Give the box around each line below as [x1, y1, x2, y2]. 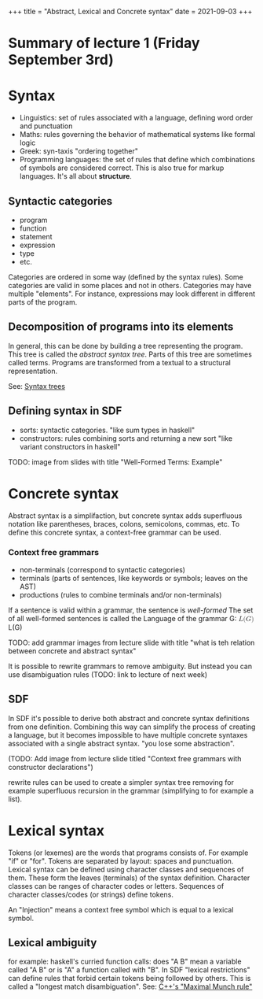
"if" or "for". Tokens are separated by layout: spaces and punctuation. [8, 856, 234, 865]
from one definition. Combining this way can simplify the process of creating [8, 722, 256, 731]
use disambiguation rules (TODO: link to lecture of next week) [8, 669, 208, 679]
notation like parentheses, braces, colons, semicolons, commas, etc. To [8, 519, 240, 528]
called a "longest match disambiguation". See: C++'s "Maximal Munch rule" [8, 982, 253, 991]
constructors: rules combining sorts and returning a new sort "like [19, 433, 233, 443]
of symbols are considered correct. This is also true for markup [19, 163, 225, 172]
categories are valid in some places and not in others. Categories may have [8, 280, 252, 290]
